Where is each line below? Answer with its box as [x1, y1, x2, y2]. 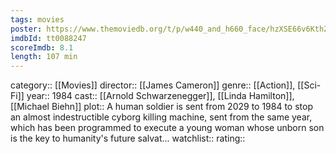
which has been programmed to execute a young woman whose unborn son [10, 122, 325, 134]
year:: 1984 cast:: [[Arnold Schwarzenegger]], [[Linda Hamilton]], [26, 90, 295, 102]
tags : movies [10, 14, 65, 25]
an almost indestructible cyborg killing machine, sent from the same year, [10, 111, 313, 123]
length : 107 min [10, 52, 78, 62]
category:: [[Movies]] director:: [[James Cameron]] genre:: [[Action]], [10, 79, 296, 91]
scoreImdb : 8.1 [10, 42, 74, 53]
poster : [10, 24, 43, 34]
